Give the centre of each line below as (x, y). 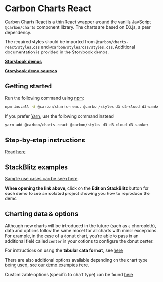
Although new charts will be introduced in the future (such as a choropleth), (81, 225)
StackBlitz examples (37, 167)
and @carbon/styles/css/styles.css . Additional (88, 47)
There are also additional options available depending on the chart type (76, 260)
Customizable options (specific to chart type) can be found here (69, 274)
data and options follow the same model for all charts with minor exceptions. (81, 230)
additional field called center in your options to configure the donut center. (79, 241)
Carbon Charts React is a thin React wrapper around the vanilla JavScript (78, 22)
